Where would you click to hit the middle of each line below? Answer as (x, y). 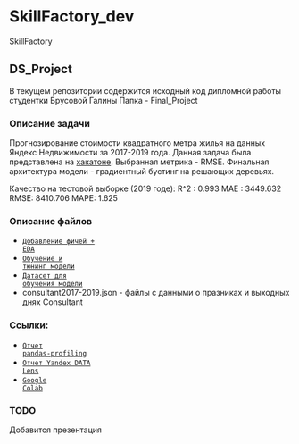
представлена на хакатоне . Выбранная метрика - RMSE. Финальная (139, 162)
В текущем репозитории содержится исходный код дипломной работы (145, 90)
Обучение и (42, 259)
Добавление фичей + (58, 242)
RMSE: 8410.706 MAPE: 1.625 (64, 198)
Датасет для (44, 276)
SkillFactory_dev (72, 17)
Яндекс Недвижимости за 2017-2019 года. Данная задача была (130, 153)
